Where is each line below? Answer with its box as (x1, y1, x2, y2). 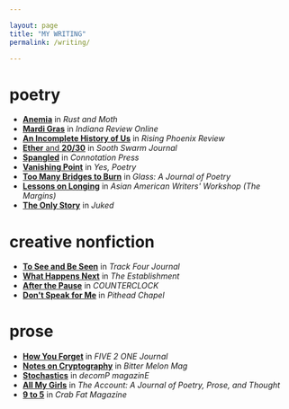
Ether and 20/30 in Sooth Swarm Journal (22, 143, 178, 154)
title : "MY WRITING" (9, 29, 87, 39)
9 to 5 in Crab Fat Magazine (22, 389, 128, 400)
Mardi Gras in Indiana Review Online (22, 123, 159, 135)
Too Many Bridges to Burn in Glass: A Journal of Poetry (22, 172, 231, 182)
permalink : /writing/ (9, 38, 91, 47)
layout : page (9, 21, 59, 30)
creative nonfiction (9, 231, 155, 252)
